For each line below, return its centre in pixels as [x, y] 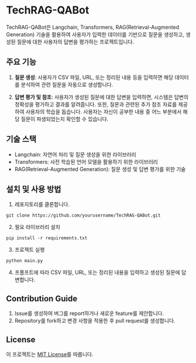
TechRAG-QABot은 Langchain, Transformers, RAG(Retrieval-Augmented [93, 27]
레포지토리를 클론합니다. [42, 204]
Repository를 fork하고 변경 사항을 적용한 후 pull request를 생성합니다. [95, 321]
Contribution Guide [42, 298]
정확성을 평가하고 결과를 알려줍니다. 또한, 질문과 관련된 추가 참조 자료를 [96, 104]
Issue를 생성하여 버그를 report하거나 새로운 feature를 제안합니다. [89, 313]
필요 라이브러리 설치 [37, 227]
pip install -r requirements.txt [47, 238]
